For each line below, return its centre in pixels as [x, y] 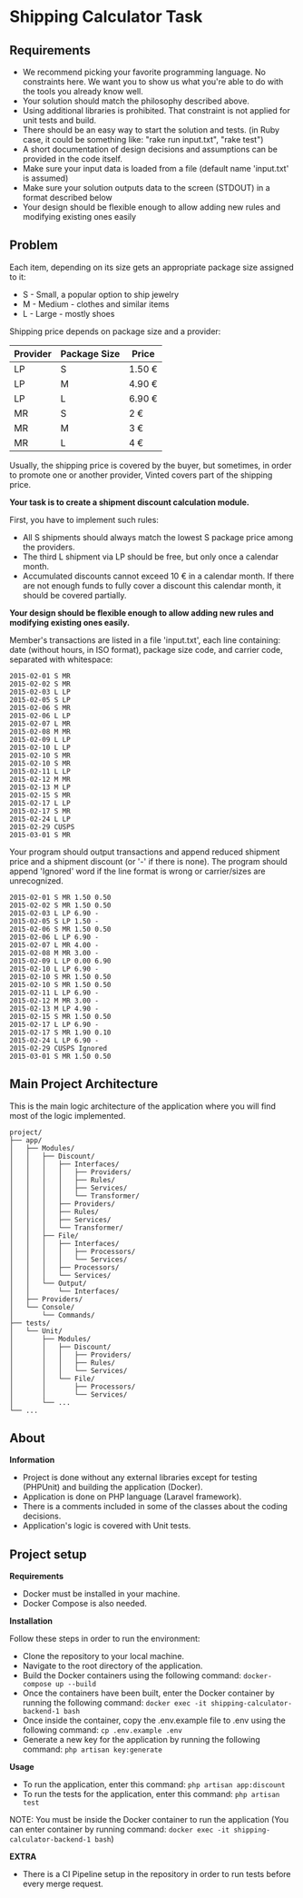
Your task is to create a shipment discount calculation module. [129, 502]
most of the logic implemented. [68, 1115]
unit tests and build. [59, 120]
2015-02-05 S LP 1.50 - [54, 921]
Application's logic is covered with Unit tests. [107, 1526]
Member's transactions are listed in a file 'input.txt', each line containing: [145, 640]
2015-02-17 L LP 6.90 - [54, 1024]
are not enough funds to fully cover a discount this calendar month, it [151, 585]
